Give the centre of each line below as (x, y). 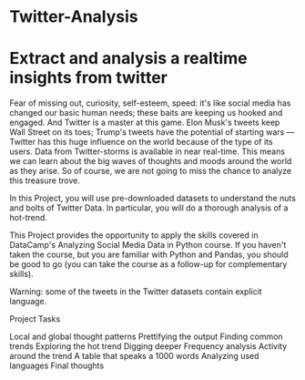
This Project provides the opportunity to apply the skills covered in (134, 235)
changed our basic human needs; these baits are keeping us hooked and (146, 113)
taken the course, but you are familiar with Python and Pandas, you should (149, 255)
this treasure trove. (45, 180)
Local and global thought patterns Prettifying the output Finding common (147, 337)
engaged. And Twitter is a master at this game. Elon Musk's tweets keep (145, 123)
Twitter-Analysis (74, 17)
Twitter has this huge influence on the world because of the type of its (141, 142)
